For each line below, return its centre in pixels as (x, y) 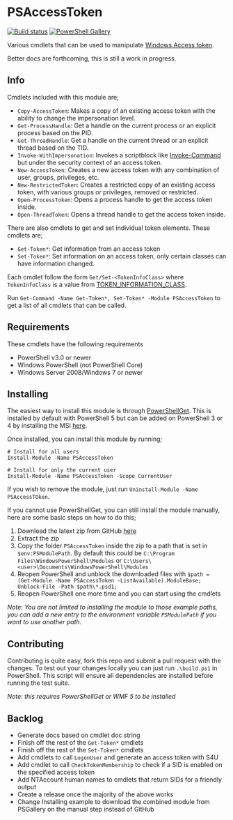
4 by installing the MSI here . (47, 426)
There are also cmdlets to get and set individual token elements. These (109, 228)
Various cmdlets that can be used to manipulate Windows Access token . (111, 45)
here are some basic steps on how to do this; (72, 518)
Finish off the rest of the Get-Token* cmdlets (80, 742)
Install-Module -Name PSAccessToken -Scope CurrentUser (90, 477)
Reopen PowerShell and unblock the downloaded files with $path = (113, 574)
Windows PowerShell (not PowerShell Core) (80, 365)
